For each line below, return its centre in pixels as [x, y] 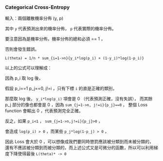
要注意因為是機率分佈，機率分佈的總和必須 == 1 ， [55, 39]
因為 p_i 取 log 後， [24, 78]
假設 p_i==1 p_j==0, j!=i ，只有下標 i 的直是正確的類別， [61, 88]
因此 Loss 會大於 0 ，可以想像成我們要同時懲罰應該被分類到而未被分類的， [79, 142]
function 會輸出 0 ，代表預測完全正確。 [44, 111]
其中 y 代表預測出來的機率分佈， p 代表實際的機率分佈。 [61, 29]
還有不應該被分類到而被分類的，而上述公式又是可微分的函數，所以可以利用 [79, 148]
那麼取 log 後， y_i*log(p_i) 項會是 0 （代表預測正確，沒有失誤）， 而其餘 [79, 99]
